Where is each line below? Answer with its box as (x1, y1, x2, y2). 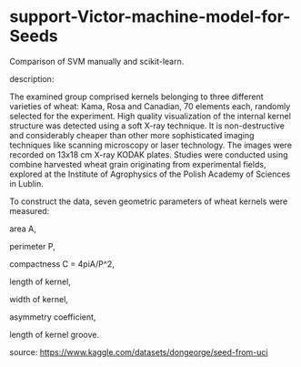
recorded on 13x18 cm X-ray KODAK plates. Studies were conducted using (9, 148, 288, 160)
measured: (9, 205, 50, 216)
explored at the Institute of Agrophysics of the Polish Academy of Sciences (9, 168, 291, 179)
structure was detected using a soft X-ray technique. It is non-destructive (9, 120, 285, 131)
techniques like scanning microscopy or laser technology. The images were (9, 139, 293, 150)
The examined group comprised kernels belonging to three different (9, 91, 264, 102)
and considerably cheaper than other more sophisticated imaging (9, 129, 255, 140)
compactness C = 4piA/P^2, (9, 258, 115, 270)
